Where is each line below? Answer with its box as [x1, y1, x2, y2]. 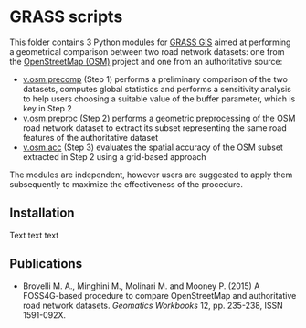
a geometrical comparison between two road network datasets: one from [9, 46, 285, 57]
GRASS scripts [9, 6, 123, 27]
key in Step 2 [22, 102, 73, 113]
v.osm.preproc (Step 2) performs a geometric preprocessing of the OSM [22, 112, 296, 123]
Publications [9, 256, 83, 271]
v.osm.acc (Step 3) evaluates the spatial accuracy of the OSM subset [22, 142, 283, 153]
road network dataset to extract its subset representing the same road [22, 122, 288, 133]
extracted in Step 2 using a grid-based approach [22, 151, 206, 162]
